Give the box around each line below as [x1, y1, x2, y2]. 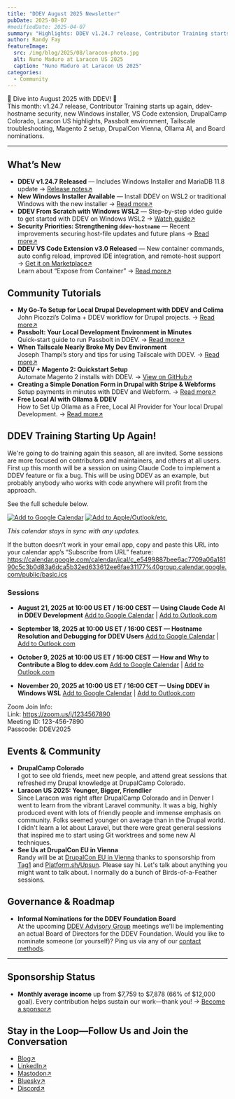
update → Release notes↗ [17, 185, 93, 193]
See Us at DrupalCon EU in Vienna [17, 845, 119, 854]
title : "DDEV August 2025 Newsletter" [7, 10, 120, 18]
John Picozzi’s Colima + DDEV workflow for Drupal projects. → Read [17, 313, 215, 321]
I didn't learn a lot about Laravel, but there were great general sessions [17, 823, 222, 831]
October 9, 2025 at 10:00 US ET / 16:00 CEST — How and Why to [17, 653, 209, 662]
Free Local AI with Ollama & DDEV [17, 395, 117, 403]
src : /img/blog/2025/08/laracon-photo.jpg [13, 50, 139, 57]
